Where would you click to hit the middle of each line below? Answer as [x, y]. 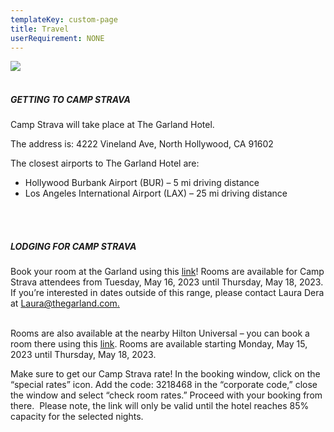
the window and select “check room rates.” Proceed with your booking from [166, 395]
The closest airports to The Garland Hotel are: [105, 163]
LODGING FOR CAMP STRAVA [73, 246]
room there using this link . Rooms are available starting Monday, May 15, [159, 344]
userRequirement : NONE [57, 38]
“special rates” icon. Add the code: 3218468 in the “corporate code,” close [164, 385]
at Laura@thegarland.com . [65, 303]
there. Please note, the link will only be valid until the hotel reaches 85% [160, 406]
